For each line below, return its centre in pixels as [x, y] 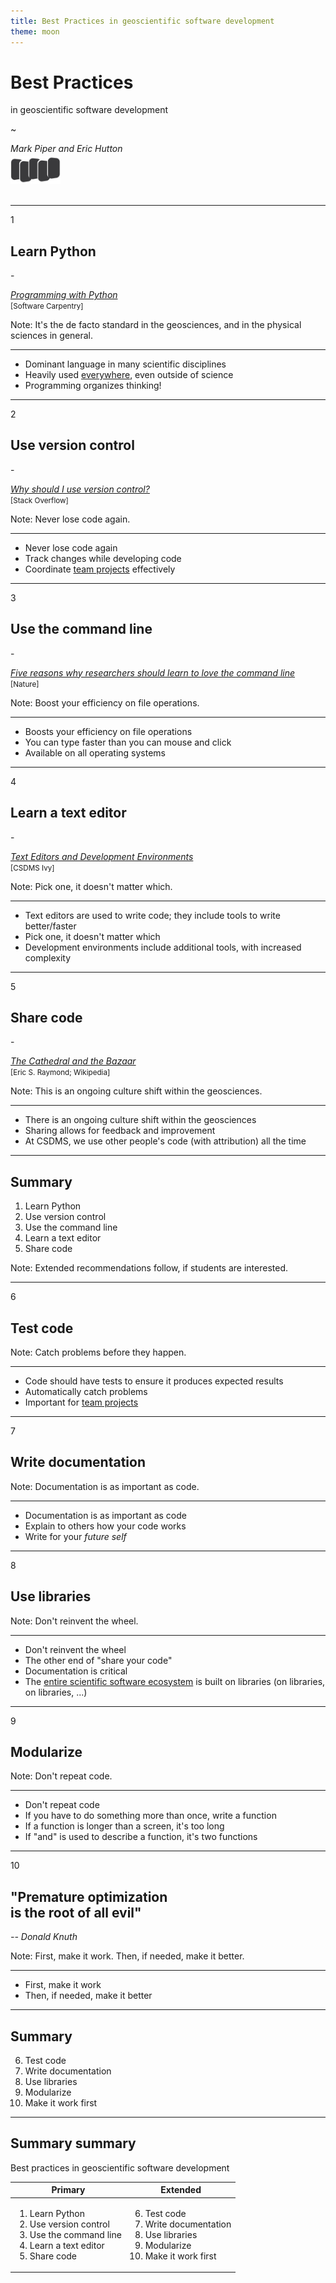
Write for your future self [75, 1536]
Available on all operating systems [95, 752]
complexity [48, 957]
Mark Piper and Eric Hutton [66, 149]
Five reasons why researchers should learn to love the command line [153, 672]
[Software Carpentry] [47, 306]
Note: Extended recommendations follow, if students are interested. [149, 1268]
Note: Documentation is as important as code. [105, 1486]
